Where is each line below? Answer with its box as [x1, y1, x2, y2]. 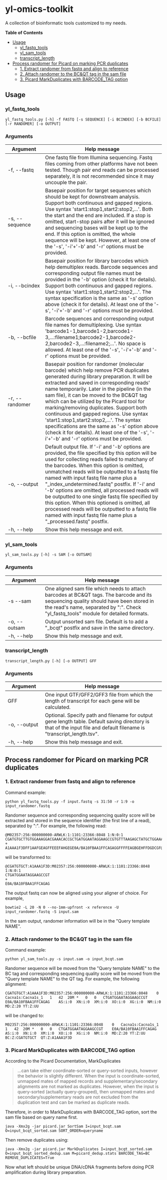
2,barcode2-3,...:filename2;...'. [45, 340, 117, 347]
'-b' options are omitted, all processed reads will [45, 487, 159, 494]
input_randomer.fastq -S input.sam [5, 909, 79, 914]
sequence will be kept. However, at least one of [45, 236, 156, 243]
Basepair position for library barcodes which [45, 257, 149, 264]
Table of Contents [5, 29, 43, 35]
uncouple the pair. [45, 179, 88, 186]
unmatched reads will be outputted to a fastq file [45, 468, 158, 475]
